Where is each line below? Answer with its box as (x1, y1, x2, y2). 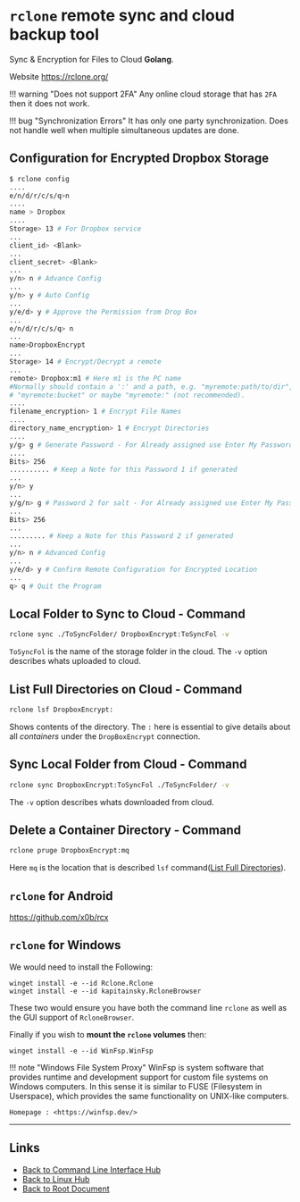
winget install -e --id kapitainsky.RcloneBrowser (9, 987, 202, 996)
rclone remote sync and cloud (9, 5, 235, 26)
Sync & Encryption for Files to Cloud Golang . (9, 54, 174, 64)
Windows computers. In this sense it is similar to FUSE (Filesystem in (9, 1080, 262, 1091)
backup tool (9, 24, 100, 45)
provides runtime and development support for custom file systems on (9, 1072, 269, 1082)
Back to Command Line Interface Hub (21, 1164, 161, 1175)
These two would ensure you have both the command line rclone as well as (9, 1002, 287, 1013)
